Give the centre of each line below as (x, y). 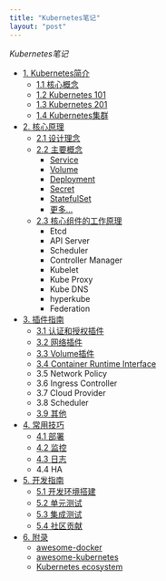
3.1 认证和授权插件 (70, 330)
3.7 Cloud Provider (71, 392)
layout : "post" (38, 26)
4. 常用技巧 (44, 424)
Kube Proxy (71, 279)
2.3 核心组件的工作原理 (79, 221)
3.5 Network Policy (71, 373)
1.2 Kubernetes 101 (71, 94)
